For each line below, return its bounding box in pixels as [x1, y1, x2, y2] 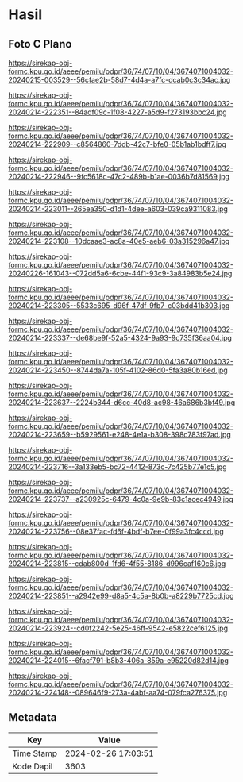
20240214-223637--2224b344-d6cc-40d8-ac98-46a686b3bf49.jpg [8, 398, 236, 406]
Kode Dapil [12, 761, 53, 772]
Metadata [8, 711, 57, 724]
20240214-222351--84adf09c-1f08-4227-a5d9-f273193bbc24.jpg [8, 107, 228, 117]
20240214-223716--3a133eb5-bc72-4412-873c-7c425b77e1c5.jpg [8, 462, 228, 472]
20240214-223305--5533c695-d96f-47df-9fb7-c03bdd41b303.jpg [8, 301, 230, 310]
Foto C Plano [8, 37, 72, 51]
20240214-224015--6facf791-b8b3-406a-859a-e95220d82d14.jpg [8, 656, 229, 665]
